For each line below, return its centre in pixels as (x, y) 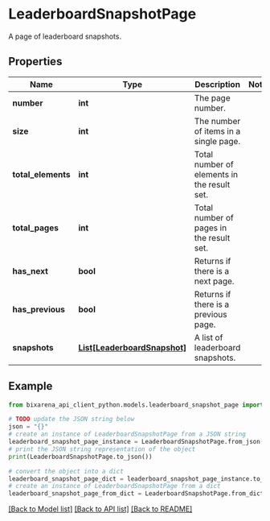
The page (212, 97)
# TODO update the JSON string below (72, 420)
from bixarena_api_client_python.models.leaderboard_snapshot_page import (136, 405)
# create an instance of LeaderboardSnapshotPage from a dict (115, 486)
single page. (217, 141)
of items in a (217, 131)
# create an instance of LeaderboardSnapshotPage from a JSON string (127, 434)
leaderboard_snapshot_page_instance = (73, 442)
